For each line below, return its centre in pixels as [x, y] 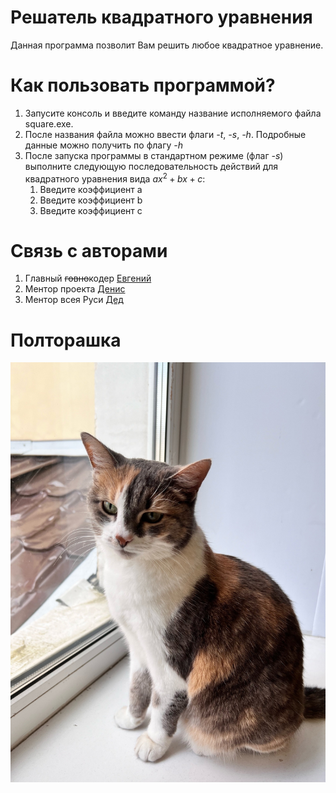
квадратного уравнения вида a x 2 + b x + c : [115, 178]
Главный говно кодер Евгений [88, 278]
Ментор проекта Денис [75, 289]
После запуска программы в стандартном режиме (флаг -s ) [154, 155]
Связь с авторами [89, 250]
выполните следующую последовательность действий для [151, 166]
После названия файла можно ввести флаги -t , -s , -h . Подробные [165, 134]
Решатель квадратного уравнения [161, 17]
